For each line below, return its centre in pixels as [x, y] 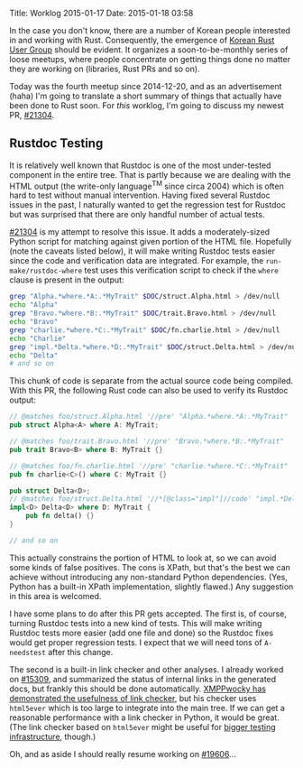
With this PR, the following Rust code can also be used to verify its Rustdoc [149, 391]
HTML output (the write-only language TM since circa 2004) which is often [147, 185]
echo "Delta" [34, 356]
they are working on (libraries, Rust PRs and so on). [105, 69]
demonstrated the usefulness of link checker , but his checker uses [133, 698]
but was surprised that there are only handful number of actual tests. [137, 215]
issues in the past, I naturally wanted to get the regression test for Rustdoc [147, 205]
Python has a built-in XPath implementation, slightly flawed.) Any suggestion [151, 587]
